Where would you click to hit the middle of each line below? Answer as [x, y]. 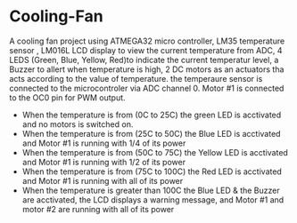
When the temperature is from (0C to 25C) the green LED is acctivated [152, 115]
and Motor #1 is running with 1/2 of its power [103, 162]
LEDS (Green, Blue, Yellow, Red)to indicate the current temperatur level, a [144, 60]
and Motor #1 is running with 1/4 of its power [104, 143]
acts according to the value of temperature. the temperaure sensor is [136, 78]
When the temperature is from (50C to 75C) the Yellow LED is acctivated [155, 152]
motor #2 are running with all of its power [98, 209]
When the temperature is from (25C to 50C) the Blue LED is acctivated [151, 133]
